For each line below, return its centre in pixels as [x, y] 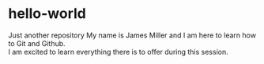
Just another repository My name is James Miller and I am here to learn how [132, 35]
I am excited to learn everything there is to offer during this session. [118, 52]
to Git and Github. [37, 43]
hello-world [47, 14]
